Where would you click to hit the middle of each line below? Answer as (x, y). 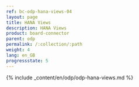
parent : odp (21, 39)
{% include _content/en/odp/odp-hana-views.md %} (70, 78)
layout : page (22, 17)
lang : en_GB (21, 55)
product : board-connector (38, 34)
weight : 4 (18, 50)
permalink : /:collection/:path (44, 45)
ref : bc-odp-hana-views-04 (39, 11)
